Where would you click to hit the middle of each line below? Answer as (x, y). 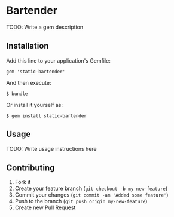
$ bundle (17, 94)
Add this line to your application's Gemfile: (58, 60)
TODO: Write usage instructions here (51, 148)
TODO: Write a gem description (45, 27)
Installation (28, 46)
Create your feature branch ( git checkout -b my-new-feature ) (91, 188)
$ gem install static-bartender (46, 116)
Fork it (23, 182)
